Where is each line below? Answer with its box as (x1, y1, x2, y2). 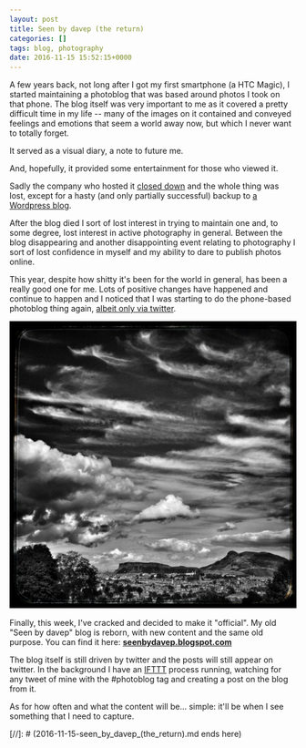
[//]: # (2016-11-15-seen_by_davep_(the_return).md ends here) (9, 729, 242, 740)
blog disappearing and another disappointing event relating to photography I (9, 237, 296, 248)
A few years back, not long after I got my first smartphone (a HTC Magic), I (9, 79, 290, 90)
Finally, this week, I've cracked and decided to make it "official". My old (9, 618, 277, 629)
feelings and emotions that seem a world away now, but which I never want (9, 118, 291, 129)
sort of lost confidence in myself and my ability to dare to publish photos (9, 247, 282, 258)
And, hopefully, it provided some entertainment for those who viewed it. (9, 163, 279, 174)
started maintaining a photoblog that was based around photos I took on (9, 89, 280, 100)
